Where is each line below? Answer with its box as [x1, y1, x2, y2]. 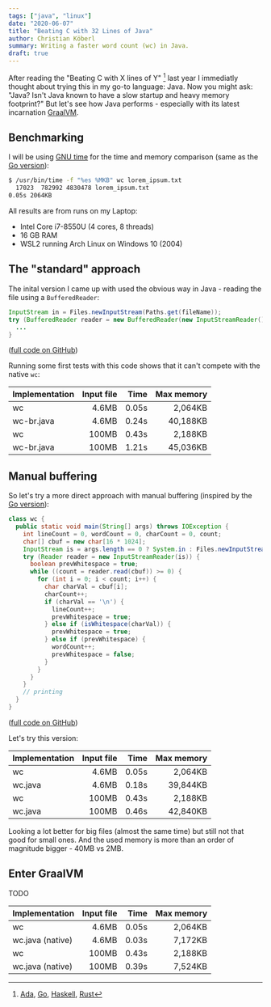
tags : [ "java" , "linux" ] [8, 11, 92, 20]
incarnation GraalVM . [8, 107, 79, 117]
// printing [23, 688, 63, 696]
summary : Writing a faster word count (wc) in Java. [8, 42, 190, 50]
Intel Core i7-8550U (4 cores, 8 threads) [19, 222, 155, 231]
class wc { [8, 515, 45, 523]
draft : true [8, 49, 48, 57]
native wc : [8, 370, 40, 379]
